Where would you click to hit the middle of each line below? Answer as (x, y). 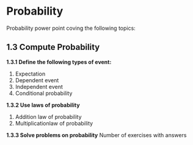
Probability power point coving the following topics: (71, 28)
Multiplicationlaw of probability (54, 123)
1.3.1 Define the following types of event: (59, 62)
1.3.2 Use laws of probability (43, 105)
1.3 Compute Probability (53, 47)
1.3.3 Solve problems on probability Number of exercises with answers (96, 135)
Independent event (39, 87)
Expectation (30, 74)
